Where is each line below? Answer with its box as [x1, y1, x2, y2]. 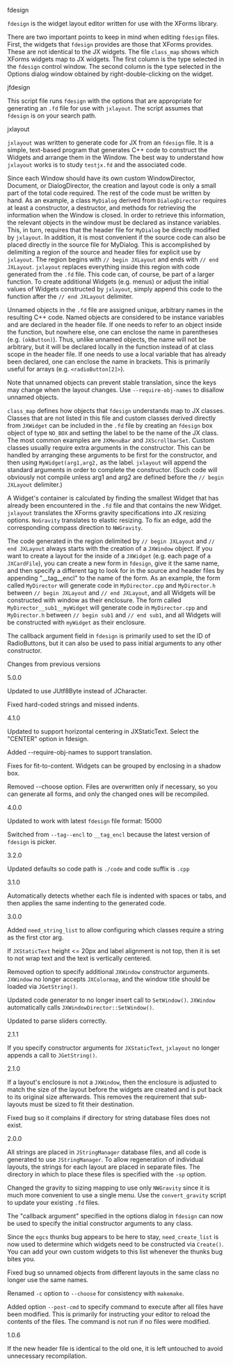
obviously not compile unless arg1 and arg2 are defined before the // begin [7, 473, 224, 481]
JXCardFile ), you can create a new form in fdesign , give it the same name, [7, 559, 220, 567]
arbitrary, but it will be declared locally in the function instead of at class [7, 343, 214, 350]
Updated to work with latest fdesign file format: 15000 [7, 817, 162, 825]
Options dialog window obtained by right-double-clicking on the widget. [7, 70, 214, 78]
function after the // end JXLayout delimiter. [7, 292, 134, 300]
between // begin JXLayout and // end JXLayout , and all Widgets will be [7, 589, 216, 597]
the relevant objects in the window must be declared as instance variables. [7, 218, 221, 227]
